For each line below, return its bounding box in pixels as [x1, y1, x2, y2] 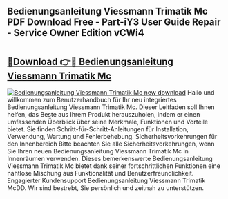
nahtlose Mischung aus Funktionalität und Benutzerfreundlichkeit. [7, 169, 194, 177]
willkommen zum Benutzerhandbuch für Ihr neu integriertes [7, 96, 178, 104]
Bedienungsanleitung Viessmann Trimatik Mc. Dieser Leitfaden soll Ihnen [7, 103, 216, 111]
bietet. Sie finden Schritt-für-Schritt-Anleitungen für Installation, [7, 125, 189, 133]
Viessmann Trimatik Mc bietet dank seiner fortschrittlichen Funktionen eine [7, 162, 221, 170]
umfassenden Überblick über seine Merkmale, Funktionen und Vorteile [7, 117, 209, 126]
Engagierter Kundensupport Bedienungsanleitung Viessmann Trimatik [7, 176, 206, 184]
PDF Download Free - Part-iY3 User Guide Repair [7, 17, 221, 28]
